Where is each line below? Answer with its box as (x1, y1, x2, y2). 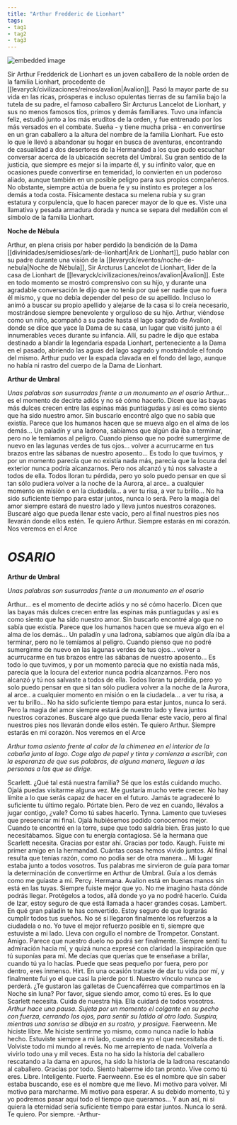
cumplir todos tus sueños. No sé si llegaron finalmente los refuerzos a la (7, 914, 218, 923)
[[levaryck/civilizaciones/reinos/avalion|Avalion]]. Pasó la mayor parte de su (7, 85, 229, 94)
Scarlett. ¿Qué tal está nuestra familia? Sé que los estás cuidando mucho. (7, 778, 222, 787)
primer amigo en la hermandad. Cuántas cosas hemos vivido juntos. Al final (7, 846, 228, 855)
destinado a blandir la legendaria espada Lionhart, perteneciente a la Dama (7, 338, 226, 348)
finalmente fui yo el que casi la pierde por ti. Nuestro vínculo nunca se (7, 975, 212, 983)
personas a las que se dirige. (7, 765, 93, 773)
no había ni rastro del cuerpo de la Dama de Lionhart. (7, 361, 163, 370)
